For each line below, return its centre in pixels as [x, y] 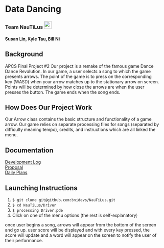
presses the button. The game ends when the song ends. [63, 92]
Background [24, 54]
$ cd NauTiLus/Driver [34, 205]
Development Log [23, 162]
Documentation [29, 150]
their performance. [24, 240]
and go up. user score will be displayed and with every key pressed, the [78, 230]
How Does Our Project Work [48, 107]
